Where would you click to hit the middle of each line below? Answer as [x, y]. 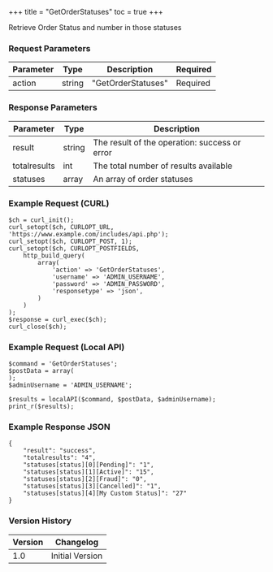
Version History [40, 521]
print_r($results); [41, 407]
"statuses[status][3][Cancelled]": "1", [92, 487]
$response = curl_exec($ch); [58, 319]
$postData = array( [41, 371]
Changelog [77, 542]
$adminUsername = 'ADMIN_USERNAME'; [70, 385]
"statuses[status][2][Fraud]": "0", [85, 479]
